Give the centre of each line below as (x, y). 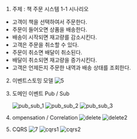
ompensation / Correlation (45, 117)
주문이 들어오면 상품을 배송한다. (49, 30)
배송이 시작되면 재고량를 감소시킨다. (54, 37)
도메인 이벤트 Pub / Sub (41, 94)
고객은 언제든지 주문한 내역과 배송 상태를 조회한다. (71, 68)
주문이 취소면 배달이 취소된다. (47, 52)
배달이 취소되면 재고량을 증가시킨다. (54, 60)
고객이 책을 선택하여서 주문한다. (49, 22)
